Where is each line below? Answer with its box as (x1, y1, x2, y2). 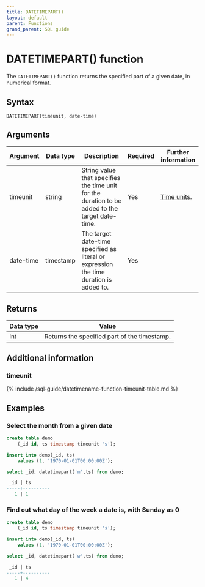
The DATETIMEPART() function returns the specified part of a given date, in (6, 73, 190, 80)
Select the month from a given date (6, 421, 113, 430)
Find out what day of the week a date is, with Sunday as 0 (6, 506, 180, 514)
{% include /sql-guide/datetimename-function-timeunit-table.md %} (6, 385, 179, 392)
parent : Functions (6, 20, 53, 26)
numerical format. (6, 79, 51, 86)
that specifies (81, 173, 121, 182)
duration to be (81, 196, 122, 205)
